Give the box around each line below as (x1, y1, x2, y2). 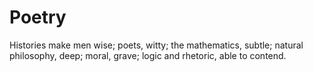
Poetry (9, 6, 67, 29)
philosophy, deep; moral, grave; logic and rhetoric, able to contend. (9, 49, 287, 61)
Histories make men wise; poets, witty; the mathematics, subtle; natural (9, 39, 304, 51)
